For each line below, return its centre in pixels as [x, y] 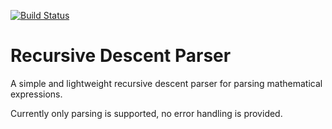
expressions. [36, 94]
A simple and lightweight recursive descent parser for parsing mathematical [166, 83]
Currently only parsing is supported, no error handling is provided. [146, 113]
